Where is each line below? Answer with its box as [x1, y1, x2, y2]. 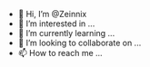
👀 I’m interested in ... [17, 18, 95, 29]
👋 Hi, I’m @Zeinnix [17, 9, 87, 19]
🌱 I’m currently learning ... [17, 28, 115, 38]
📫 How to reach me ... [17, 48, 103, 58]
